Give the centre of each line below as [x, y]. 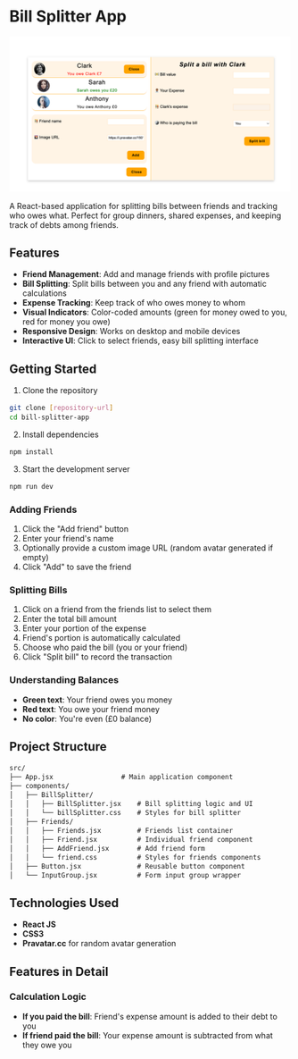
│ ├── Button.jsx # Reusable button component [127, 867]
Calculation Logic [48, 996]
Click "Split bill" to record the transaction [97, 657]
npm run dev [31, 486]
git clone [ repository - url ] [62, 408]
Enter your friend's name [68, 538]
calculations [44, 293]
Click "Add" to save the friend [77, 567]
